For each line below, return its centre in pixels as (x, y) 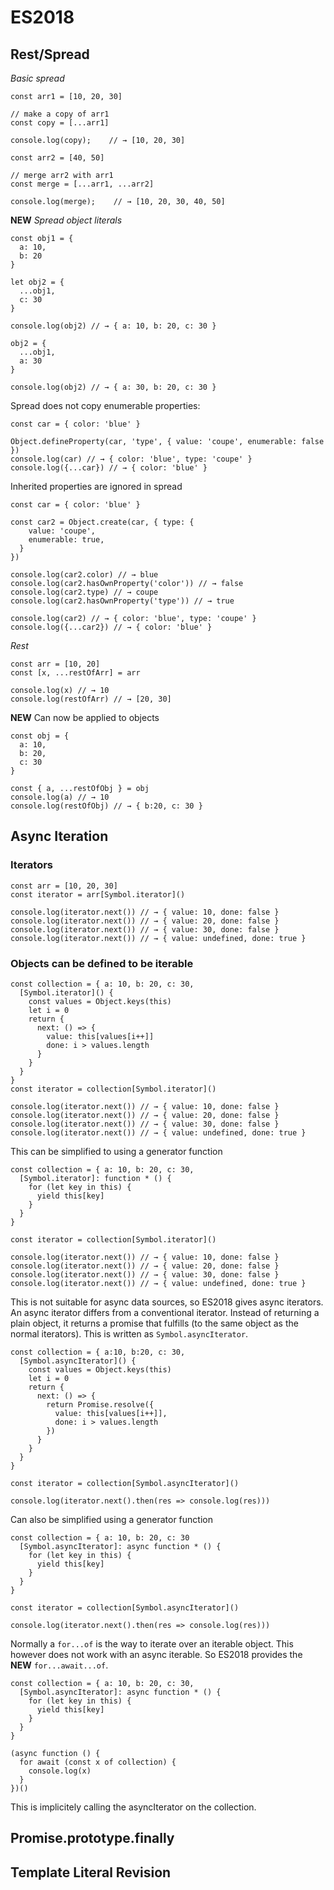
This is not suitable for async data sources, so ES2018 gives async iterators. (167, 1302)
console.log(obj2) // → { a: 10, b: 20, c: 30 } (113, 326)
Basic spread (37, 78)
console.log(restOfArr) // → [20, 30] (91, 699)
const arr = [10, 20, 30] (64, 886)
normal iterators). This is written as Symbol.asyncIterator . (129, 1333)
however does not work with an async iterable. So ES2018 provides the (156, 1654)
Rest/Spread (50, 54)
